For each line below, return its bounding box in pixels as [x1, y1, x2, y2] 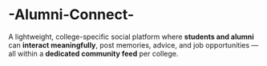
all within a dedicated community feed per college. [8, 49, 179, 58]
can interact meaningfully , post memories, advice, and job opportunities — [8, 40, 259, 49]
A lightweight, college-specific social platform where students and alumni [8, 32, 254, 41]
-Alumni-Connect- [8, 6, 135, 24]
